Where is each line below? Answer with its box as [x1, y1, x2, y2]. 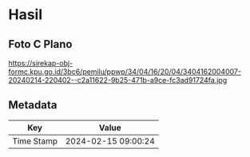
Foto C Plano [8, 37, 73, 51]
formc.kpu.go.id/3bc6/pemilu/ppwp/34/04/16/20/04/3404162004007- [8, 67, 242, 77]
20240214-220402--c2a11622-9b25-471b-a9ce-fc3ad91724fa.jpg [8, 76, 228, 84]
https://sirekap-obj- [8, 58, 73, 68]
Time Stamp [12, 135, 58, 147]
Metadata [8, 98, 58, 112]
